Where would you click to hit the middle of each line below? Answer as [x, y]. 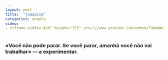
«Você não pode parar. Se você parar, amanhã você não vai [78, 46]
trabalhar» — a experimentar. [42, 52]
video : [12, 24]
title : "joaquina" [25, 14]
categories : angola [25, 19]
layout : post [19, 10]
